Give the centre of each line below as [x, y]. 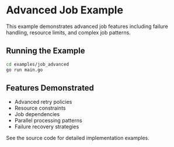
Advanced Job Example [65, 10]
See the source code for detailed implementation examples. [78, 138]
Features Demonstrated [50, 88]
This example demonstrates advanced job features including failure [87, 26]
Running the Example [46, 51]
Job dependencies [37, 114]
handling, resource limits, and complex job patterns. [69, 32]
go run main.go [25, 70]
